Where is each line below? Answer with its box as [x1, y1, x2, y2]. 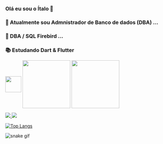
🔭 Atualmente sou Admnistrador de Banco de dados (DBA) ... [5, 18, 159, 26]
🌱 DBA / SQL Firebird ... [5, 32, 64, 39]
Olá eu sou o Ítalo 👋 [5, 5, 53, 12]
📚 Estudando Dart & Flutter [5, 46, 74, 54]
